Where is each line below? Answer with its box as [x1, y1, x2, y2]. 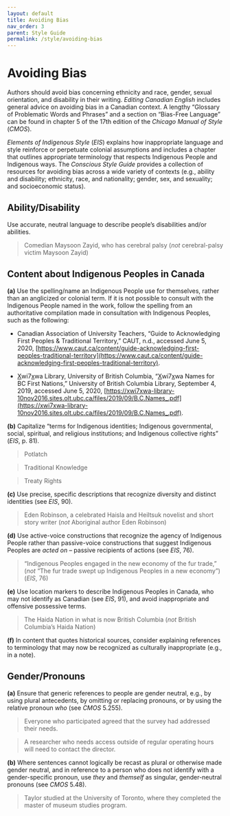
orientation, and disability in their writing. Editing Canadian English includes [7, 96, 221, 104]
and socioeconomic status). [7, 182, 86, 190]
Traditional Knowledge [23, 463, 88, 471]
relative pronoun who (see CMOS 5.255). [7, 704, 123, 712]
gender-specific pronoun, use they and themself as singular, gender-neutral [7, 773, 222, 781]
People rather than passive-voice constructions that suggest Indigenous [7, 538, 211, 547]
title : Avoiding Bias [7, 17, 69, 23]
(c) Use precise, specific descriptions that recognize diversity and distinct [7, 490, 216, 498]
